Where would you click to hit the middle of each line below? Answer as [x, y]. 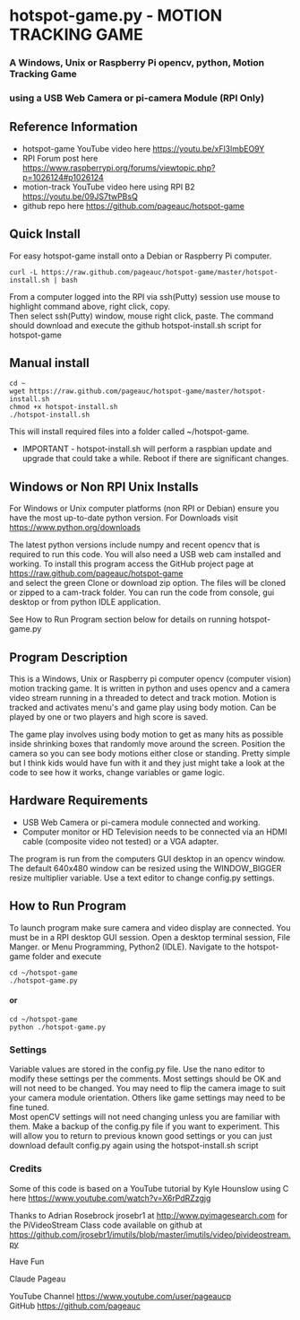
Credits [26, 1169]
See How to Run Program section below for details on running [123, 619]
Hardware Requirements [79, 801]
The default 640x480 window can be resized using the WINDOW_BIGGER [146, 868]
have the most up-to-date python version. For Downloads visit [124, 518]
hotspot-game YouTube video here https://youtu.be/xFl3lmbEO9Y [143, 148]
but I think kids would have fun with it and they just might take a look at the [147, 763]
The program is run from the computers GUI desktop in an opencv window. [147, 859]
